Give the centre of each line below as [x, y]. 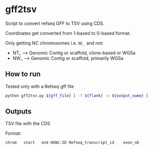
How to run [23, 74]
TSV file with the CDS [28, 124]
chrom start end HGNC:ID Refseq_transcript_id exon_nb [72, 143]
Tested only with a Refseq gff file [40, 86]
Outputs [18, 112]
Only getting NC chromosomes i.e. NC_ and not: [54, 43]
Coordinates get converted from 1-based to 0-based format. [68, 33]
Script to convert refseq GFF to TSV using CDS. [55, 23]
